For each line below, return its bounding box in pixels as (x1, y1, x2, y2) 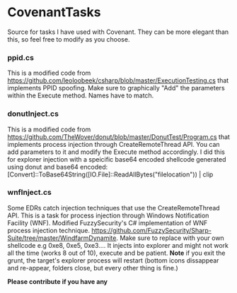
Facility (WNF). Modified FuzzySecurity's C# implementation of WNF (7, 218, 208, 227)
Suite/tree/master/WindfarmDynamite (7, 234, 117, 242)
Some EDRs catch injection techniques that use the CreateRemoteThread (7, 203, 221, 212)
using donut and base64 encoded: (7, 162, 108, 171)
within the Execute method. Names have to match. (7, 91, 154, 100)
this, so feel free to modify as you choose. (7, 35, 130, 43)
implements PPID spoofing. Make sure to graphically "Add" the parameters (7, 84, 225, 92)
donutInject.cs (7, 109, 59, 119)
